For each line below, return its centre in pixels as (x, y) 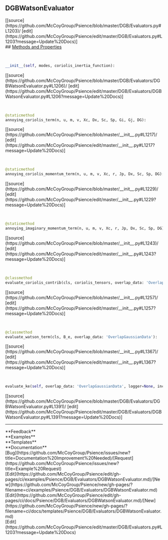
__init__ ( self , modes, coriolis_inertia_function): (60, 65)
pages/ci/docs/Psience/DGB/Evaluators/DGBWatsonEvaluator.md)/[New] (80, 501)
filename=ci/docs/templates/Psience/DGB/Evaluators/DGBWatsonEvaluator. (83, 511)
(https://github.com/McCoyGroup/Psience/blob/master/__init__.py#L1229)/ (82, 189)
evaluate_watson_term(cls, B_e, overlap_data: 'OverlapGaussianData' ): (81, 337)
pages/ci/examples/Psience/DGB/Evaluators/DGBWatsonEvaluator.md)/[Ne (83, 480)
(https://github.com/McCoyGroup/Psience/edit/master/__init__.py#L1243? (81, 254)
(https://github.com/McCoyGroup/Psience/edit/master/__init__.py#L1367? (80, 362)
